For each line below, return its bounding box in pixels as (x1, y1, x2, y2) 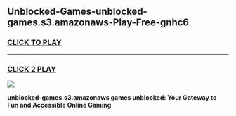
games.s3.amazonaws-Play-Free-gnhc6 (7, 17, 190, 29)
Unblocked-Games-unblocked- (7, 6, 147, 18)
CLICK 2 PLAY (7, 64, 56, 74)
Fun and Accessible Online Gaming (7, 101, 112, 109)
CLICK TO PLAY (7, 38, 62, 48)
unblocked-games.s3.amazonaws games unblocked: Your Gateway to (7, 93, 217, 101)
